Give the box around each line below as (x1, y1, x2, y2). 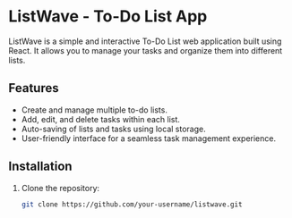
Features (8, 80, 59, 96)
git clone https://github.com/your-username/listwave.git (21, 199, 243, 209)
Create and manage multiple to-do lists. (21, 105, 167, 115)
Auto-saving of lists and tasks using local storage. (21, 123, 207, 134)
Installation (8, 159, 73, 174)
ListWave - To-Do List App (8, 6, 208, 27)
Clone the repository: (21, 182, 100, 193)
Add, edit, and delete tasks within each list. (21, 113, 181, 124)
